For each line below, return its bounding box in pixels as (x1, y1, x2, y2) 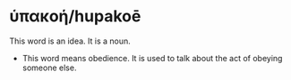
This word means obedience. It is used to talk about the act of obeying (21, 52, 283, 63)
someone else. (21, 62, 77, 73)
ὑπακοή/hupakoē (9, 6, 141, 27)
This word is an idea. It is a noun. (9, 36, 132, 46)
